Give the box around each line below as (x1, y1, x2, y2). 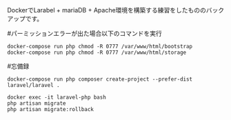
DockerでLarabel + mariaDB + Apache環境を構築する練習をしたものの (7, 6, 207, 14)
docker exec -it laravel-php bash (7, 94, 107, 101)
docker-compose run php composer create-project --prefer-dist (7, 76, 193, 83)
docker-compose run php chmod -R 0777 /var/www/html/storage (7, 49, 187, 56)
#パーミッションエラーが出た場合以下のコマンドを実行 (7, 30, 162, 37)
